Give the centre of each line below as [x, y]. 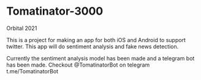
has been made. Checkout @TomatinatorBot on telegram [78, 65]
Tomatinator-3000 [55, 11]
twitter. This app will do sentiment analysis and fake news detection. [93, 46]
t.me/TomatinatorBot [32, 71]
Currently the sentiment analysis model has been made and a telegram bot [100, 58]
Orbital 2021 [22, 28]
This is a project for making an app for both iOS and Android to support [96, 40]
